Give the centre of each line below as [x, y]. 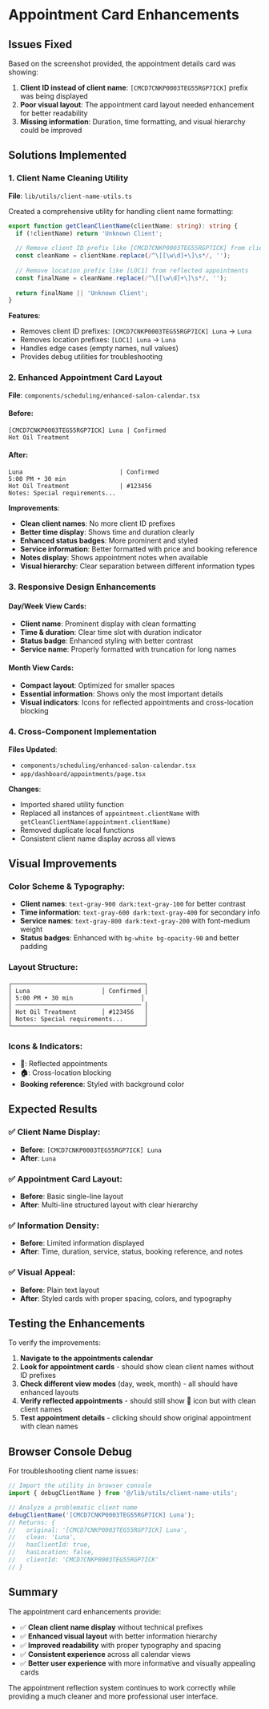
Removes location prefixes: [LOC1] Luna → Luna [98, 340]
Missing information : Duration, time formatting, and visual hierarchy [132, 121]
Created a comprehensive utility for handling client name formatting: [121, 211]
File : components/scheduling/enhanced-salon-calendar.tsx [104, 395]
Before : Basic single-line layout [72, 1196]
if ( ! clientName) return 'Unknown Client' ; [89, 233]
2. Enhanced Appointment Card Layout [85, 378]
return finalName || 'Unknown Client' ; [82, 293]
